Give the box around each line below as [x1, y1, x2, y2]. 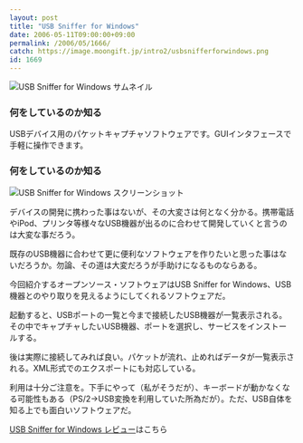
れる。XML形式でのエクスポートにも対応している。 [9, 362, 201, 373]
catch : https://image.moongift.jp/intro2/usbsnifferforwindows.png [9, 47, 270, 56]
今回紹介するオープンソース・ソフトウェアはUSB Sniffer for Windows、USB [9, 278, 292, 290]
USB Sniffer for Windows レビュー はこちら [9, 423, 168, 435]
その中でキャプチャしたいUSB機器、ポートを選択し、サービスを [9, 321, 248, 332]
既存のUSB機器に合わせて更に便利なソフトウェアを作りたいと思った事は [9, 248, 279, 259]
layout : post [9, 13, 59, 23]
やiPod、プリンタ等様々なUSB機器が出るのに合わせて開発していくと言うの [9, 217, 288, 228]
